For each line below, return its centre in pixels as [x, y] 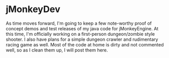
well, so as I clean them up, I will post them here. [57, 50]
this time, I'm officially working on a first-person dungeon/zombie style [80, 34]
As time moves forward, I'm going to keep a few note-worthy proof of [79, 23]
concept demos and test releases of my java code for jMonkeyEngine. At [82, 28]
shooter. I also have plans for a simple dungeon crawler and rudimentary [82, 39]
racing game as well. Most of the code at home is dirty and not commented [85, 44]
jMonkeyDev [33, 9]
